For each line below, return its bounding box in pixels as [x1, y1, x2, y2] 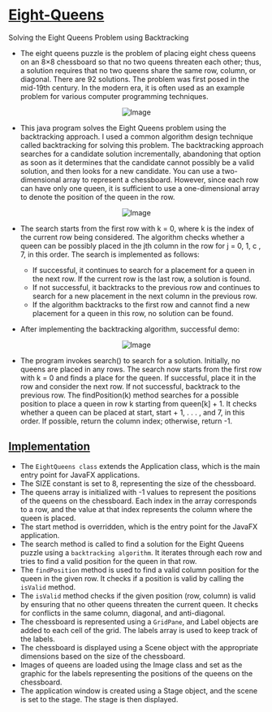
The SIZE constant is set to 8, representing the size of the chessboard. [19, 478, 257, 488]
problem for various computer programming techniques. [19, 91, 209, 101]
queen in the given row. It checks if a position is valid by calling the [19, 573, 244, 583]
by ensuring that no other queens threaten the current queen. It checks [19, 599, 258, 609]
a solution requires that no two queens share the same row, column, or [19, 65, 257, 75]
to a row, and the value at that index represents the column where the [19, 504, 253, 514]
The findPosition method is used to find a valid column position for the [19, 565, 260, 575]
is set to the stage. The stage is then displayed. [19, 694, 179, 704]
